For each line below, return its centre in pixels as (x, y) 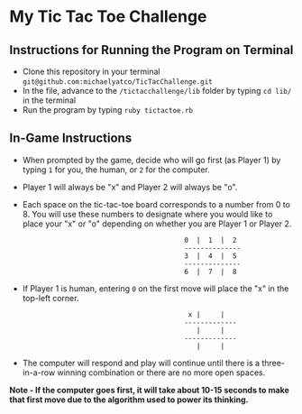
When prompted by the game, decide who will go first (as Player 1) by (151, 160)
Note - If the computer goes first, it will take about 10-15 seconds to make (150, 390)
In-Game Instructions (71, 138)
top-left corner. (50, 298)
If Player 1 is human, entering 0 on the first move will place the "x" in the (156, 288)
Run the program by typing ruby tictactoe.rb (108, 110)
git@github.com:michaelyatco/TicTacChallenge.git (118, 82)
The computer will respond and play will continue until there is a (141, 363)
